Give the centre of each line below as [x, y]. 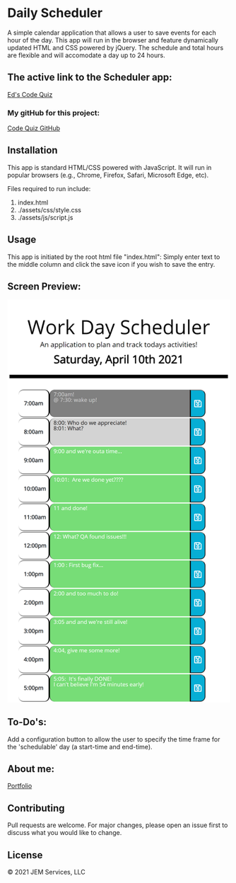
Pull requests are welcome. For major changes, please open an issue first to [118, 825]
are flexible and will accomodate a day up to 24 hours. [86, 55]
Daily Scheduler [55, 13]
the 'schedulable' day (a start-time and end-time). [80, 746]
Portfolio [20, 786]
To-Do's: [27, 722]
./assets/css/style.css [49, 209]
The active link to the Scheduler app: [90, 77]
